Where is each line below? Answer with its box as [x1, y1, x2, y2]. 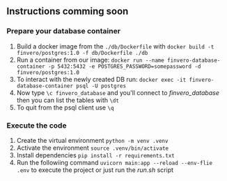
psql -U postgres [75, 83, 127, 89]
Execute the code [6, 121, 67, 130]
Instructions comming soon [6, 6, 129, 17]
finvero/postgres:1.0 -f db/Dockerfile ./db [16, 49, 148, 56]
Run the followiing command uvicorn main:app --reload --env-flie [16, 158, 213, 166]
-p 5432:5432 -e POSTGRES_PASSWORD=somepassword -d [47, 62, 201, 70]
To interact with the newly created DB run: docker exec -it [16, 75, 187, 83]
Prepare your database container [6, 26, 121, 36]
